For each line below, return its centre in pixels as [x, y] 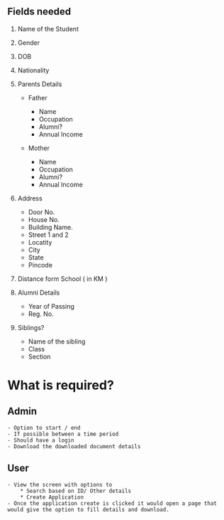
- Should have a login [41, 440]
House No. [44, 219]
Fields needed [39, 12]
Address [30, 198]
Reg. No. [41, 314]
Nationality [33, 70]
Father [38, 97]
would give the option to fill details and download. [89, 509]
